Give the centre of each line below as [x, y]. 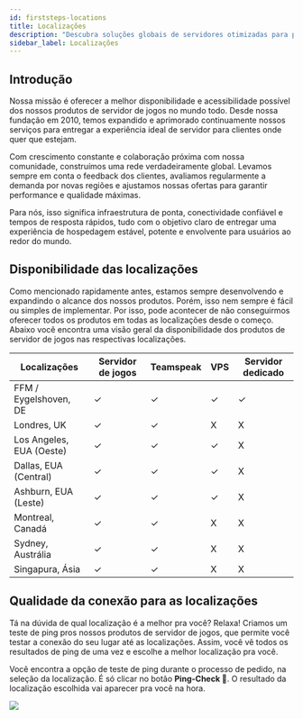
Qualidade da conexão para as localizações [134, 601]
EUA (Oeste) [41, 451]
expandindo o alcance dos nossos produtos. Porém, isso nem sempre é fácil [151, 300]
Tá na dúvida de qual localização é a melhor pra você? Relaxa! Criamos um [149, 623]
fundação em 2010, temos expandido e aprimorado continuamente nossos [147, 120]
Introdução [41, 79]
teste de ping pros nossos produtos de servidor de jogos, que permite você [150, 633]
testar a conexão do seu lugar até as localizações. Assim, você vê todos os [149, 642]
